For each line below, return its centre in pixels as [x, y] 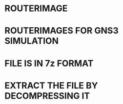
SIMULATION [32, 41]
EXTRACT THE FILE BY [51, 85]
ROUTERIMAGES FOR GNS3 [61, 31]
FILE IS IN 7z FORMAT [49, 63]
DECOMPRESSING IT [47, 96]
